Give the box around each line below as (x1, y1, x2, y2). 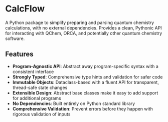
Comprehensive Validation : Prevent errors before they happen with (12, 105, 153, 111)
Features (5, 50, 34, 58)
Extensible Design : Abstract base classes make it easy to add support (12, 89, 158, 95)
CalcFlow (5, 3, 45, 14)
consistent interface (12, 68, 54, 74)
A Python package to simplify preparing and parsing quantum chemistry (5, 19, 154, 25)
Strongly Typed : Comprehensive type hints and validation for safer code (12, 73, 163, 80)
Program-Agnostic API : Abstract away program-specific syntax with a (12, 63, 159, 69)
